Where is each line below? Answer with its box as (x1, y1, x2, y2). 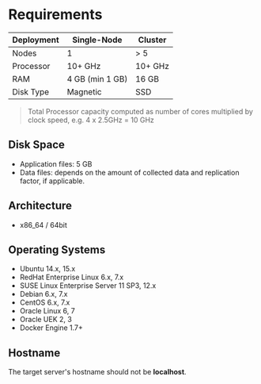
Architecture (8, 199, 73, 213)
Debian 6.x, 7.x (19, 290, 68, 299)
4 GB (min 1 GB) (66, 73, 128, 84)
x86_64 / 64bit (19, 220, 67, 229)
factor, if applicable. (19, 176, 85, 186)
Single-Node (72, 34, 123, 45)
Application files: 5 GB (19, 159, 93, 168)
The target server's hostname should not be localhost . (8, 367, 187, 377)
